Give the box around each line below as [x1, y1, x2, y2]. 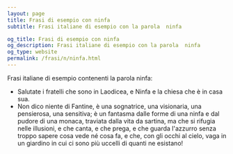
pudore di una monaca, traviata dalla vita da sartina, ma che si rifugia [17, 117, 216, 125]
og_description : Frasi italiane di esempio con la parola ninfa [7, 42, 200, 49]
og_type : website [7, 49, 58, 55]
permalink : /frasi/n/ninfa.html [7, 55, 101, 62]
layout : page [7, 10, 45, 17]
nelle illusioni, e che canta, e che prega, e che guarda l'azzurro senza [17, 124, 217, 132]
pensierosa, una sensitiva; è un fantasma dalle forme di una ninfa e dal [17, 109, 220, 118]
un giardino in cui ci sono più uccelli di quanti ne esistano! [17, 139, 184, 147]
